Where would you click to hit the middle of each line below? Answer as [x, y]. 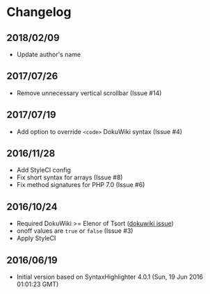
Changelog [39, 12]
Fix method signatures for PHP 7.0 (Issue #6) [81, 185]
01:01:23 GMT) [38, 284]
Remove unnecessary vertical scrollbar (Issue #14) [89, 93]
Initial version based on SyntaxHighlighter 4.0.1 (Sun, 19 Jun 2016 [110, 277]
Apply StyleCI [36, 238]
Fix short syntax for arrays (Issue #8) [70, 177]
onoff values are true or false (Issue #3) [75, 231]
